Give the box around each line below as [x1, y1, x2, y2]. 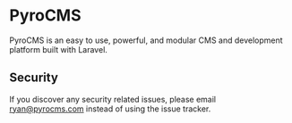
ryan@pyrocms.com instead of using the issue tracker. [9, 103, 211, 114]
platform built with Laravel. [9, 44, 107, 54]
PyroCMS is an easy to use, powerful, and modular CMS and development [9, 35, 284, 45]
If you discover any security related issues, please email [9, 94, 217, 104]
